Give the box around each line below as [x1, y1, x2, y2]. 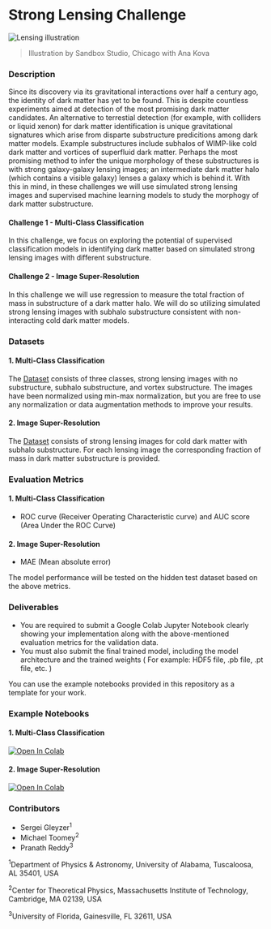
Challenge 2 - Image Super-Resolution [8, 272, 140, 282]
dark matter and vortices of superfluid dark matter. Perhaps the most [8, 148, 239, 157]
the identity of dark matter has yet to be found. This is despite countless [8, 96, 249, 105]
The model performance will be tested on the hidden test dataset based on [8, 573, 258, 583]
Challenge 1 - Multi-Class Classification [8, 217, 145, 227]
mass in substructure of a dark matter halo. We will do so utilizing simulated [8, 298, 260, 308]
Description [8, 68, 56, 80]
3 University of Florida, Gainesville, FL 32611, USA [8, 910, 172, 921]
